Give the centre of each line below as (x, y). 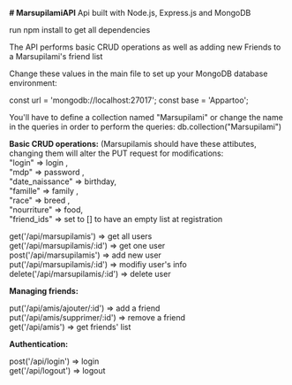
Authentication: (39, 344)
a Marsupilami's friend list (56, 56)
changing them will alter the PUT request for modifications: (116, 153)
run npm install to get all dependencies (80, 30)
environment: (33, 83)
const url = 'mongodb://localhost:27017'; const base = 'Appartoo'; (129, 100)
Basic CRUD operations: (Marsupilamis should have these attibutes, (133, 144)
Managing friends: (44, 291)
